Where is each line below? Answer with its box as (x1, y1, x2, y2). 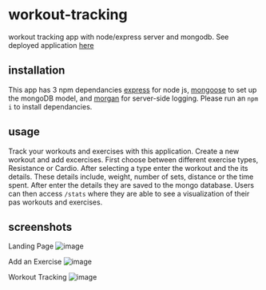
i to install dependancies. (8, 101, 93, 111)
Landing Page (8, 241, 54, 251)
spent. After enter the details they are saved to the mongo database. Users (8, 180, 254, 189)
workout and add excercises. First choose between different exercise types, (8, 154, 259, 165)
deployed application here (8, 40, 94, 50)
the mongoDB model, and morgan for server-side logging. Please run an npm (8, 93, 259, 103)
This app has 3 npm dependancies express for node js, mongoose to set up (8, 85, 257, 94)
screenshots (8, 220, 73, 233)
